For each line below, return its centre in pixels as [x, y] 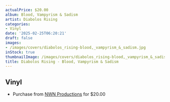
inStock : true [20, 52]
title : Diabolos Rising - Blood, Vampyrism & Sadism [62, 62]
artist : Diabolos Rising [31, 19]
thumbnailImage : [22, 57]
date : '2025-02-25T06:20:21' [36, 33]
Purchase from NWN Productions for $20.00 [59, 94]
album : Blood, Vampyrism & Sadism [42, 15]
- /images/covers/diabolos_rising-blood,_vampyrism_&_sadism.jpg [75, 47]
